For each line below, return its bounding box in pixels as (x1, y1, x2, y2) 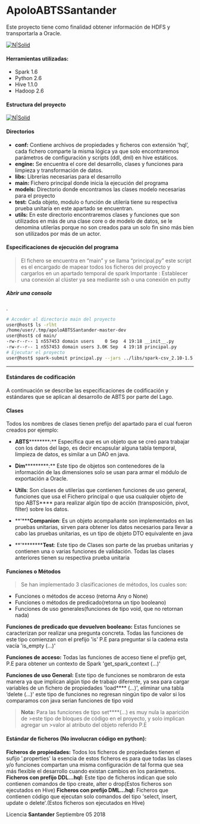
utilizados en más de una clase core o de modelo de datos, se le (14, 217, 173, 225)
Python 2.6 (14, 75, 42, 82)
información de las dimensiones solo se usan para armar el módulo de (14, 469, 187, 476)
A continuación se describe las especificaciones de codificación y (6, 386, 168, 394)
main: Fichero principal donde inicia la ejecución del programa (14, 179, 168, 186)
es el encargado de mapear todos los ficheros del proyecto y (20, 263, 171, 270)
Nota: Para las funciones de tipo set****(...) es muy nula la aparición (20, 709, 189, 716)
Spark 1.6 (14, 68, 38, 75)
